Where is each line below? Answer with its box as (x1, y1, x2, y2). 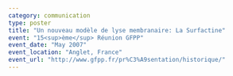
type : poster (8, 19, 52, 27)
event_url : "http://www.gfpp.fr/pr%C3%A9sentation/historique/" (8, 56, 226, 64)
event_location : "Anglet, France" (8, 48, 123, 56)
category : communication (8, 11, 91, 20)
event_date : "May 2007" (8, 41, 87, 49)
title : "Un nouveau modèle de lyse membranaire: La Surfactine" (8, 26, 226, 34)
